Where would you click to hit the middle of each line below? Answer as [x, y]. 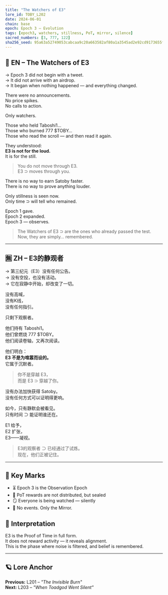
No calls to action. [24, 106]
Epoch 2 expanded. [25, 216]
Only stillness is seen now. [32, 196]
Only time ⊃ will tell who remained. [41, 201]
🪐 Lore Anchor [29, 567]
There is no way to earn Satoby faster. [44, 181]
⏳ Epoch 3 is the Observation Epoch [50, 488]
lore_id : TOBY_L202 [25, 15]
